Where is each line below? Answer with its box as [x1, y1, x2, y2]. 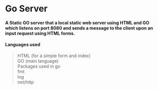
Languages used [5, 42, 41, 48]
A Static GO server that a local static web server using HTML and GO [5, 19, 150, 25]
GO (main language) [17, 58, 59, 64]
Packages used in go [17, 63, 61, 69]
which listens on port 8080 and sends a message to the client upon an [5, 25, 153, 31]
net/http [17, 79, 34, 85]
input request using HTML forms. [5, 30, 76, 36]
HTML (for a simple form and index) [17, 53, 91, 59]
